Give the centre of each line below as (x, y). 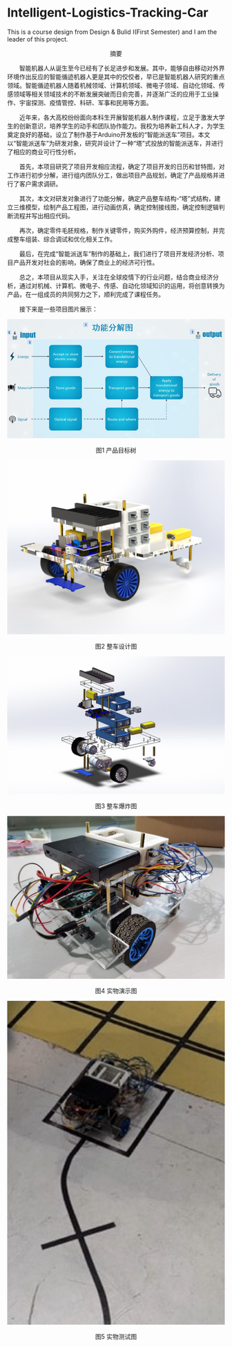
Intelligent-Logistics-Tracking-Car (108, 13)
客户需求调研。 (40, 184)
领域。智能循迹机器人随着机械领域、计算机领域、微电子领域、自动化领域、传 (116, 85)
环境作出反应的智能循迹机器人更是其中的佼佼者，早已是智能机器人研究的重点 (116, 77)
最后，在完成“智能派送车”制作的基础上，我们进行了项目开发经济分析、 (119, 254)
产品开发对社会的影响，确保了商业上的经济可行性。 (86, 262)
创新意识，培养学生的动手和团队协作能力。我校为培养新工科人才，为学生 (122, 126)
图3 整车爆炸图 (116, 805)
